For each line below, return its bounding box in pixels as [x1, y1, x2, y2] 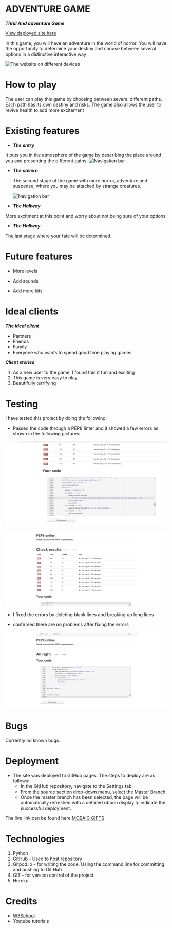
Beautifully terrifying [12, 380, 56, 386]
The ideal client [5, 323, 40, 329]
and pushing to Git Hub [12, 867, 62, 873]
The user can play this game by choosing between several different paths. [5, 96, 163, 102]
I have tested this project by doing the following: [5, 415, 107, 421]
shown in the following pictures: [12, 430, 81, 436]
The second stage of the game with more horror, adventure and [12, 177, 148, 183]
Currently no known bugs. [5, 737, 61, 744]
